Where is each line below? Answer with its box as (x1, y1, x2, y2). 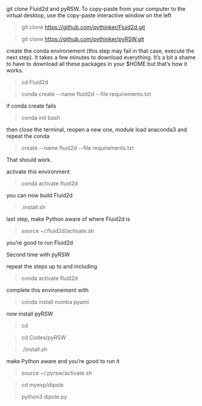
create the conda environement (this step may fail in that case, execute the (6, 47, 195, 54)
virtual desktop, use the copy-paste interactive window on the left (6, 12, 172, 19)
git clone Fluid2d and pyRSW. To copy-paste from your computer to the (6, 6, 186, 12)
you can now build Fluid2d (6, 192, 73, 199)
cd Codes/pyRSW (21, 334, 67, 341)
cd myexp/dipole (21, 382, 64, 388)
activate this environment (6, 168, 70, 175)
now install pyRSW (6, 310, 54, 317)
